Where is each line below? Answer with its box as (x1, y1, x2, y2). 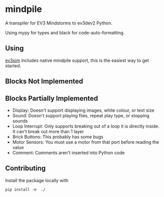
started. (5, 62, 21, 68)
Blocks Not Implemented (5, 77, 83, 86)
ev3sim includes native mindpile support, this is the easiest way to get (5, 57, 150, 63)
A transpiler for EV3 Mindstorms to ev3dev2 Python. (5, 20, 113, 26)
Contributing (5, 164, 46, 173)
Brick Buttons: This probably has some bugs (12, 134, 104, 140)
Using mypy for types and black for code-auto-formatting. (5, 29, 125, 35)
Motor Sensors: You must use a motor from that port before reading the (12, 139, 160, 145)
